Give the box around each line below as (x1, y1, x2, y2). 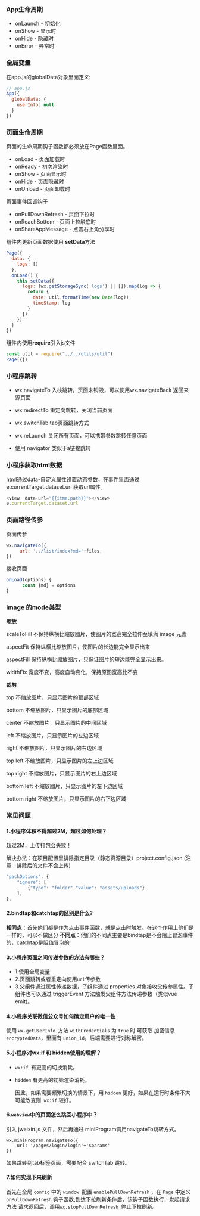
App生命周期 (6, 5, 43, 13)
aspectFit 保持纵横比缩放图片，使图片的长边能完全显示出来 (6, 643, 151, 650)
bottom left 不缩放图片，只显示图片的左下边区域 (6, 783, 123, 790)
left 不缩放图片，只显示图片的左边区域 (6, 732, 99, 739)
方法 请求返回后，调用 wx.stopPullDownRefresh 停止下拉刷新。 (6, 1203, 158, 1210)
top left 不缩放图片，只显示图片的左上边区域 (6, 757, 114, 764)
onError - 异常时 (14, 42, 55, 49)
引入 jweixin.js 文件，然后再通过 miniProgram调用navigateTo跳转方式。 (6, 1125, 180, 1133)
